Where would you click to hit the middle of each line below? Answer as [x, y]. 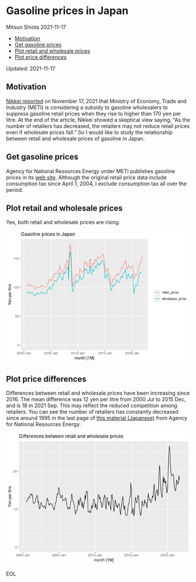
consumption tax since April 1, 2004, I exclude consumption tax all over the [97, 184]
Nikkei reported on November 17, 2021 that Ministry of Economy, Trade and [97, 101]
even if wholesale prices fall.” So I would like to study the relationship [89, 132]
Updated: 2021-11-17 [31, 68]
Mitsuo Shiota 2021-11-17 [36, 27]
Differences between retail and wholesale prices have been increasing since [98, 393]
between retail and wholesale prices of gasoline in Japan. [75, 138]
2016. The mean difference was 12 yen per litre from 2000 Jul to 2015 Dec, [96, 400]
